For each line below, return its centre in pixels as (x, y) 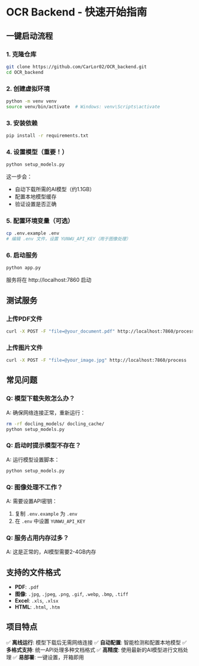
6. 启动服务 (22, 255)
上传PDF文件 (24, 318)
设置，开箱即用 (65, 657)
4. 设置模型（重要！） (37, 152)
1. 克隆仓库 (21, 54)
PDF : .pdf (27, 587)
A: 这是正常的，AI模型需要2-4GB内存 (51, 552)
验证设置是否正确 (36, 204)
